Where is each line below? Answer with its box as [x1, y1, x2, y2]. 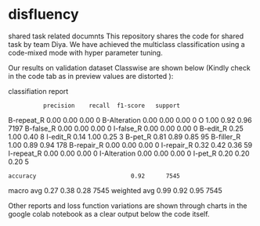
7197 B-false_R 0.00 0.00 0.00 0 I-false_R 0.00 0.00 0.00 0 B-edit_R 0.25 [8, 124, 244, 133]
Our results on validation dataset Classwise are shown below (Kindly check [8, 63, 251, 72]
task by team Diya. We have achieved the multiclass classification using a [8, 39, 245, 48]
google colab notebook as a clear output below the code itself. [8, 209, 210, 218]
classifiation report [8, 86, 69, 95]
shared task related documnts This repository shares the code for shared [8, 31, 244, 41]
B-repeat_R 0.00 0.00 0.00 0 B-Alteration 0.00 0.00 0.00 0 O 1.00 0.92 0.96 [8, 115, 252, 124]
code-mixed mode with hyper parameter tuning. [8, 48, 163, 57]
